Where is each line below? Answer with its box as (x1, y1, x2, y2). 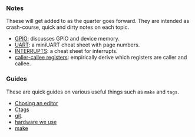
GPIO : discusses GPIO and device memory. (14, 35, 120, 42)
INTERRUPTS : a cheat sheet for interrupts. (14, 48, 118, 55)
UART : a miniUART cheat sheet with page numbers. (14, 41, 140, 48)
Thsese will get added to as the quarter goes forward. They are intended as (6, 18, 190, 25)
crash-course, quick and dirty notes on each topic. (6, 24, 130, 31)
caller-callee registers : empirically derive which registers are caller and (14, 54, 187, 61)
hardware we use (14, 118, 57, 125)
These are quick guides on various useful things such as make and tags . (6, 88, 180, 95)
